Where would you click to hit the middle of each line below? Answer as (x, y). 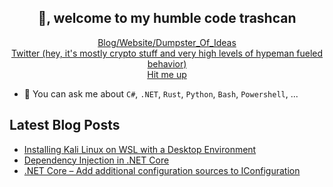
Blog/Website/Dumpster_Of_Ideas (167, 42)
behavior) (167, 63)
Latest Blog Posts (65, 125)
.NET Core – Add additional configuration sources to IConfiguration (162, 170)
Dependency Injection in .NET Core (96, 160)
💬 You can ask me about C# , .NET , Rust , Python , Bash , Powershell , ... (161, 93)
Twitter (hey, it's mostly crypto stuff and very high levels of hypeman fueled (167, 53)
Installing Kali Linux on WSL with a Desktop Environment (140, 149)
